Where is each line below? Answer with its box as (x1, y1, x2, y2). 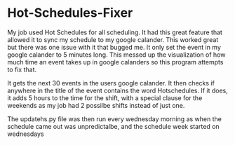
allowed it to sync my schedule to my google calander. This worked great (7, 35, 219, 43)
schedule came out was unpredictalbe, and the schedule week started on (7, 122, 220, 130)
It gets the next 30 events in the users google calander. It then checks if (7, 78, 215, 87)
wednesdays (7, 130, 44, 138)
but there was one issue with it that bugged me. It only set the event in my (7, 43, 221, 51)
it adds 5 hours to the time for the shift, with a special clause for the (7, 93, 203, 102)
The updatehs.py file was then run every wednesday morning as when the (7, 114, 222, 123)
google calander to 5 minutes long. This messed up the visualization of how (7, 50, 226, 59)
